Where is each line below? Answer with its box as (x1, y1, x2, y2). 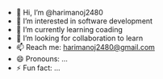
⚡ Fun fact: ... (15, 63, 61, 73)
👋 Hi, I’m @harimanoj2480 (15, 8, 103, 17)
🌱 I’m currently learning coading (15, 25, 123, 34)
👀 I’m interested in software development (15, 16, 153, 26)
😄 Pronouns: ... (15, 54, 69, 64)
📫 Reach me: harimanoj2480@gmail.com (15, 43, 156, 52)
